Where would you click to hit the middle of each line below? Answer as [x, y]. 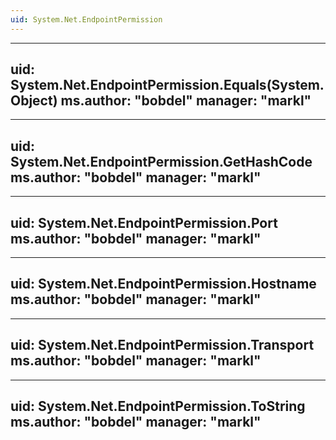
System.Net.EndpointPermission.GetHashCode [161, 161]
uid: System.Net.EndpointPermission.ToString [158, 406]
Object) [34, 101]
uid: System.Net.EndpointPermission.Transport [162, 345]
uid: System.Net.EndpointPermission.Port [144, 222]
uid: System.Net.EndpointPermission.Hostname [163, 284]
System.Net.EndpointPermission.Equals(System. [167, 85]
